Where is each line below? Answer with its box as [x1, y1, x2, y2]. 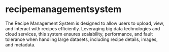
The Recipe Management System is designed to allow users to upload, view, [5, 20, 164, 26]
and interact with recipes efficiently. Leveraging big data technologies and [5, 25, 160, 31]
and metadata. [5, 41, 36, 47]
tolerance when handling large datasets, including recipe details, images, [5, 36, 158, 42]
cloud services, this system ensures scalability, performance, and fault [5, 31, 153, 37]
